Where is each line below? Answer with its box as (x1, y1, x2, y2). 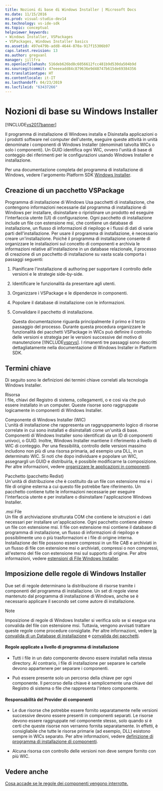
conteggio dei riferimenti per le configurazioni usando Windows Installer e (5, 152, 154, 158)
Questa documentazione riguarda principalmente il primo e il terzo (12, 319, 145, 325)
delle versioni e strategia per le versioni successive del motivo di (12, 334, 143, 340)
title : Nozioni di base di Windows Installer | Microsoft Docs (5, 7, 137, 12)
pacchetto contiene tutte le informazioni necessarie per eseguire (5, 489, 135, 495)
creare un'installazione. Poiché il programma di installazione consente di (5, 236, 150, 241)
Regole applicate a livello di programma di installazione (5, 644, 119, 650)
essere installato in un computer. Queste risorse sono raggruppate (5, 402, 139, 408)
